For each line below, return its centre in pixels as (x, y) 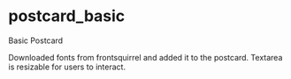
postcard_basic (67, 16)
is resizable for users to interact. (67, 67)
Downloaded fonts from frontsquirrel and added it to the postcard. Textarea (145, 57)
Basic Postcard (36, 40)
